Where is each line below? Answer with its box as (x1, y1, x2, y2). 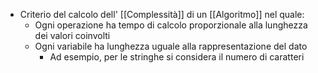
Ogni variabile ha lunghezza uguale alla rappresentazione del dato (34, 40, 308, 52)
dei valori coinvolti (34, 30, 111, 41)
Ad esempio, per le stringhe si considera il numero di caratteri (49, 51, 305, 63)
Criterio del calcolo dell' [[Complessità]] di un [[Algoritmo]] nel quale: (19, 9, 305, 20)
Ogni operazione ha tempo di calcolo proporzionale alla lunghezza (34, 19, 308, 31)
